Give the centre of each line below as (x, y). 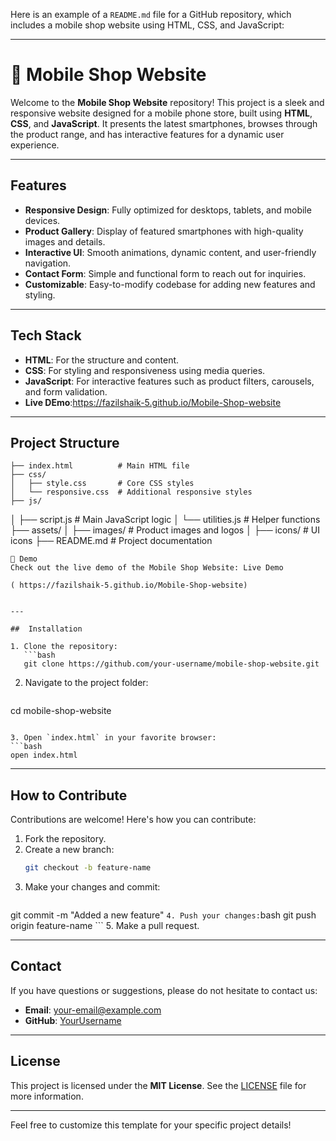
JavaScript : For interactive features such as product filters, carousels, (169, 381)
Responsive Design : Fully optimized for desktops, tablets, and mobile (168, 210)
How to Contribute (69, 795)
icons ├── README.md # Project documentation (111, 541)
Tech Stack (46, 335)
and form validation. (66, 391)
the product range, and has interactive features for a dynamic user (147, 134)
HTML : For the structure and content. (102, 360)
